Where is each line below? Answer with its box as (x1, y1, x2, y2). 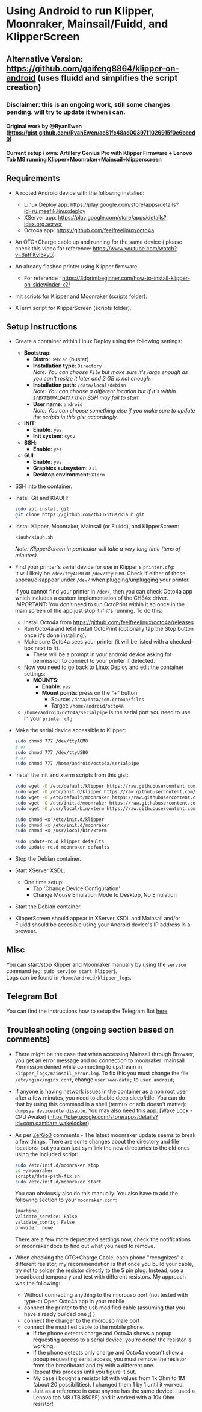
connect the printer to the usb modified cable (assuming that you (23, 1304, 185, 1311)
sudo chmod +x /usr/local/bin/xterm (14, 828, 107, 834)
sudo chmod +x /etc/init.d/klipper (14, 816, 105, 823)
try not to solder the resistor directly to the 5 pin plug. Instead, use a (14, 1267, 184, 1274)
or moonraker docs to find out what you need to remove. (14, 1242, 155, 1249)
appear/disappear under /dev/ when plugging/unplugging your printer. (14, 576, 190, 583)
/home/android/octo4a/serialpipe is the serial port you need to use (23, 708, 191, 715)
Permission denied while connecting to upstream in (14, 1063, 142, 1070)
